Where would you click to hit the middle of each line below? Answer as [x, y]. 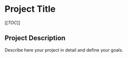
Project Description [35, 38]
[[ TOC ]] [12, 23]
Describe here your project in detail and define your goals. [64, 50]
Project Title [30, 9]
